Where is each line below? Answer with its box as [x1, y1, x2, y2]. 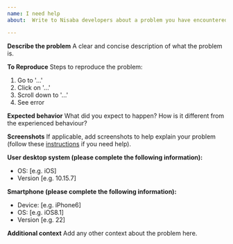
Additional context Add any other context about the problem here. [7, 229, 198, 237]
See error [17, 98, 45, 106]
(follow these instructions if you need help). [7, 139, 132, 148]
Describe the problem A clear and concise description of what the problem [7, 42, 223, 50]
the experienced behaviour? [7, 119, 88, 127]
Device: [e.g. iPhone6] [17, 200, 82, 209]
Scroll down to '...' [17, 91, 69, 99]
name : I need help [7, 10, 60, 17]
